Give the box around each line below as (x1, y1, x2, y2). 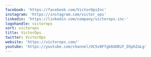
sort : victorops (5, 26, 39, 31)
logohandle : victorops (5, 21, 53, 26)
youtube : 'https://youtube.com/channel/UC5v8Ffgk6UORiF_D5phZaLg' (5, 44, 147, 49)
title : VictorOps (5, 30, 42, 35)
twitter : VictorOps (5, 35, 46, 40)
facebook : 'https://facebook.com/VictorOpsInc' (5, 7, 107, 12)
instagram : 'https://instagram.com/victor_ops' (5, 12, 107, 17)
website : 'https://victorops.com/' (5, 40, 80, 45)
